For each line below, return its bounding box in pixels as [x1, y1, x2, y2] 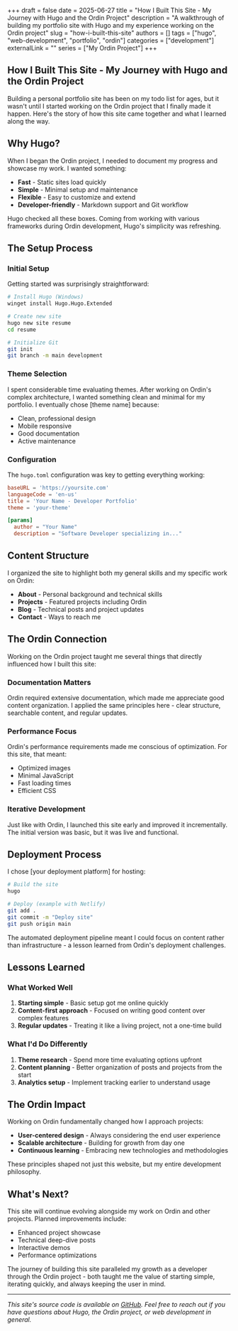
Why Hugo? [7, 138, 60, 150]
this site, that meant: [7, 750, 67, 759]
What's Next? [7, 1188, 69, 1200]
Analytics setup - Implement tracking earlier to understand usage [17, 1078, 211, 1087]
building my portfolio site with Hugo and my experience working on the [7, 21, 215, 29]
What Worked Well [7, 982, 73, 992]
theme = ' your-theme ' [7, 504, 72, 511]
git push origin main [7, 920, 72, 927]
